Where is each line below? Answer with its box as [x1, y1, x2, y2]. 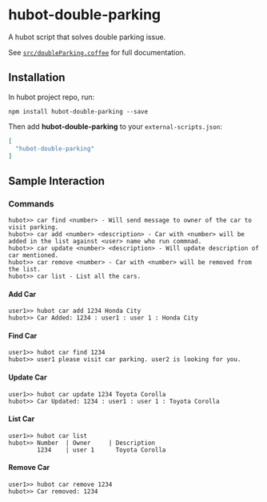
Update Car [8, 372, 47, 382]
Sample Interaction [8, 174, 106, 187]
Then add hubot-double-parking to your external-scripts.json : [8, 122, 222, 131]
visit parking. [8, 223, 59, 231]
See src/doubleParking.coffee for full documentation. [8, 47, 186, 57]
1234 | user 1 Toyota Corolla [37, 446, 166, 454]
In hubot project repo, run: [8, 92, 95, 102]
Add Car [8, 289, 37, 299]
